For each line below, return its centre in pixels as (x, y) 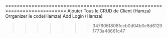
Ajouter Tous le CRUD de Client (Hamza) (109, 11)
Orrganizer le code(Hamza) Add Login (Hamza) (54, 16)
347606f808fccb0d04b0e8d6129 (127, 26)
